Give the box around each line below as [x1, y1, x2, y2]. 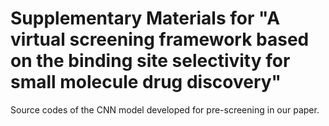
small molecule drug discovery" [10, 71, 282, 94]
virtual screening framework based [10, 28, 310, 51]
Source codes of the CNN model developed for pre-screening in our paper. [10, 103, 320, 116]
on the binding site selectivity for [10, 50, 291, 72]
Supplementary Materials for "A [10, 7, 281, 30]
